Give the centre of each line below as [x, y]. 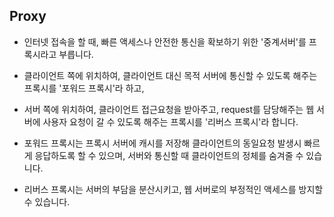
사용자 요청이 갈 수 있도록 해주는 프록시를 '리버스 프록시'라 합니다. [170, 121]
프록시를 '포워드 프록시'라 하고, [84, 88]
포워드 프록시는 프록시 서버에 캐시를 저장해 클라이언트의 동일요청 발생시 [162, 143]
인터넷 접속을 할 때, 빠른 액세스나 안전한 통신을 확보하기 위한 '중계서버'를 [165, 41]
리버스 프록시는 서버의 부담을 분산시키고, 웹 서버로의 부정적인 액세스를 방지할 [173, 189]
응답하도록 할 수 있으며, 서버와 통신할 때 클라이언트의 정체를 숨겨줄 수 [169, 155]
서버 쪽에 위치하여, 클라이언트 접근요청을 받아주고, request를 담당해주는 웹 [169, 109]
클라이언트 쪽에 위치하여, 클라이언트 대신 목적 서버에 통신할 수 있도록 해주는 [170, 75]
